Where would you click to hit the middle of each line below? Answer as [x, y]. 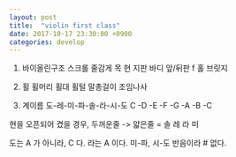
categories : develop [47, 42]
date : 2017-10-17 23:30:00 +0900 [71, 34]
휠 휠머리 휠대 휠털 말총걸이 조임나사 [84, 87]
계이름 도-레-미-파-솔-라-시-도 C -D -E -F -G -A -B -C [117, 106]
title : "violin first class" [65, 26]
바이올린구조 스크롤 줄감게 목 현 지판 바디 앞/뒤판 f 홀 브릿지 [125, 68]
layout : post [33, 17]
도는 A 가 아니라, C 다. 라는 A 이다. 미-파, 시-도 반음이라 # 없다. [118, 143]
